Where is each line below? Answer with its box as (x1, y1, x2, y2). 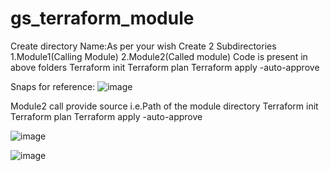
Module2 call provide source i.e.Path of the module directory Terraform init (10, 100, 319, 112)
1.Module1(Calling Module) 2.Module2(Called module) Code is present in (10, 50, 308, 62)
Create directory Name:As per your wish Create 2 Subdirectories (10, 40, 277, 52)
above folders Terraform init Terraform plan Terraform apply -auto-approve (10, 61, 320, 73)
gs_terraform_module (10, 7, 195, 30)
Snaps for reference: (10, 80, 96, 92)
